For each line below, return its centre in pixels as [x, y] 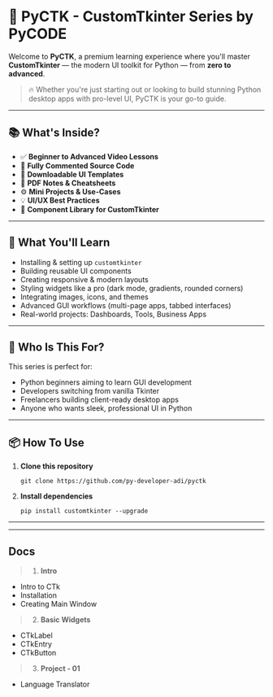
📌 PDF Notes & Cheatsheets [68, 183]
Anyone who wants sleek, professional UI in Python [106, 408]
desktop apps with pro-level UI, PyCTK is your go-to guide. [127, 98]
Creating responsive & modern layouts [84, 279]
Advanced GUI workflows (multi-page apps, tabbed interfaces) [126, 305]
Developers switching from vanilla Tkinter [90, 391]
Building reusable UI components [76, 271]
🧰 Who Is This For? [56, 347]
